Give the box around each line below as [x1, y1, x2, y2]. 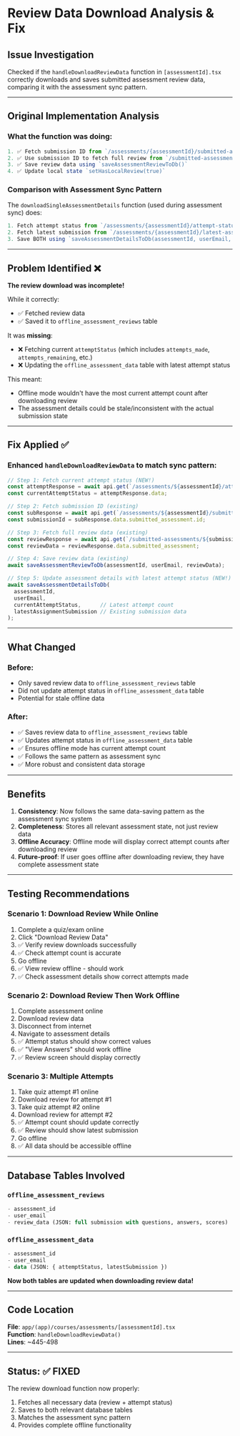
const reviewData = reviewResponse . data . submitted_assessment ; [7, 542, 200, 550]
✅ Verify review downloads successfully [17, 940, 137, 949]
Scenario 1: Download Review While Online [7, 909, 159, 919]
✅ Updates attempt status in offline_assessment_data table [17, 736, 193, 745]
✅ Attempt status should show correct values [17, 1037, 151, 1046]
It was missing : [7, 331, 53, 340]
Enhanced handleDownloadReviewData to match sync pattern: [7, 460, 217, 470]
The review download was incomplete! [7, 281, 125, 289]
